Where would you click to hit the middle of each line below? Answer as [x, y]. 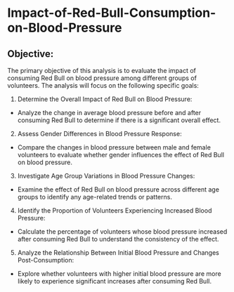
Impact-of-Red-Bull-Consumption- [112, 13]
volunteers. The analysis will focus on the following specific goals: [103, 85]
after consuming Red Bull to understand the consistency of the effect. [118, 239]
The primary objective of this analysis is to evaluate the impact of [102, 71]
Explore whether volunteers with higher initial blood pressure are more [119, 274]
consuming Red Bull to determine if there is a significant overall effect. [119, 120]
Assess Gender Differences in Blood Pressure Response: [99, 134]
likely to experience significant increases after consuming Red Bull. [115, 281]
